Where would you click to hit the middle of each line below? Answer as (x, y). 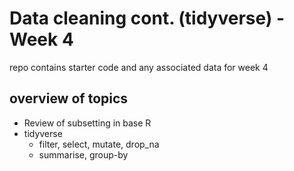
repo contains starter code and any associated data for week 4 (139, 67)
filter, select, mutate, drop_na (99, 144)
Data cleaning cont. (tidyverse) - (147, 18)
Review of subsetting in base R (87, 123)
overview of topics (69, 98)
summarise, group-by (83, 154)
